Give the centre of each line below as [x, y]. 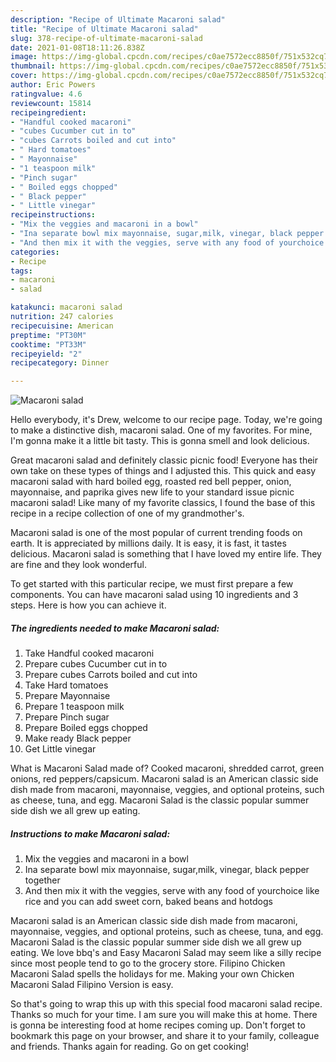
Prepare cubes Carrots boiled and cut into [111, 675]
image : [24, 57]
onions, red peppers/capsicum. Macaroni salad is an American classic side [164, 779]
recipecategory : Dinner [60, 363]
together [42, 880]
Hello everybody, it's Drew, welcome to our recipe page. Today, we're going [166, 420]
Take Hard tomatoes [66, 685]
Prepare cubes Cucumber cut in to [96, 664]
